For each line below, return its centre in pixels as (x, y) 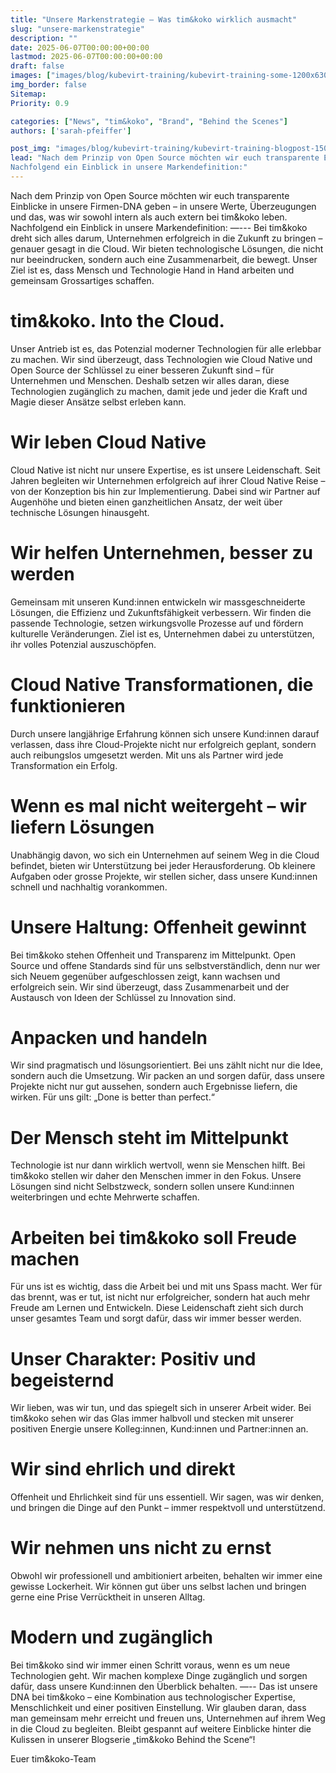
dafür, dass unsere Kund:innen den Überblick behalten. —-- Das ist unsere (164, 1687)
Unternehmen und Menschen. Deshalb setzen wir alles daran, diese (150, 380)
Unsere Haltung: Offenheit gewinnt (158, 927)
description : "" (44, 38)
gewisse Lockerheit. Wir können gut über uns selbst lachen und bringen (158, 1587)
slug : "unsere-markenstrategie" (77, 29)
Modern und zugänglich (112, 1637)
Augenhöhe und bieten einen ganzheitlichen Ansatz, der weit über (146, 502)
